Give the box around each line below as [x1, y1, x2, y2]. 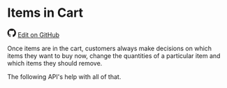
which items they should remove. [7, 59, 103, 67]
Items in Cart [7, 5, 84, 21]
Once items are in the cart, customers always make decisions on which [7, 44, 212, 52]
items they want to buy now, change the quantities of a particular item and [7, 51, 221, 60]
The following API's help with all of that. [7, 72, 122, 81]
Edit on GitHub [17, 30, 60, 39]
